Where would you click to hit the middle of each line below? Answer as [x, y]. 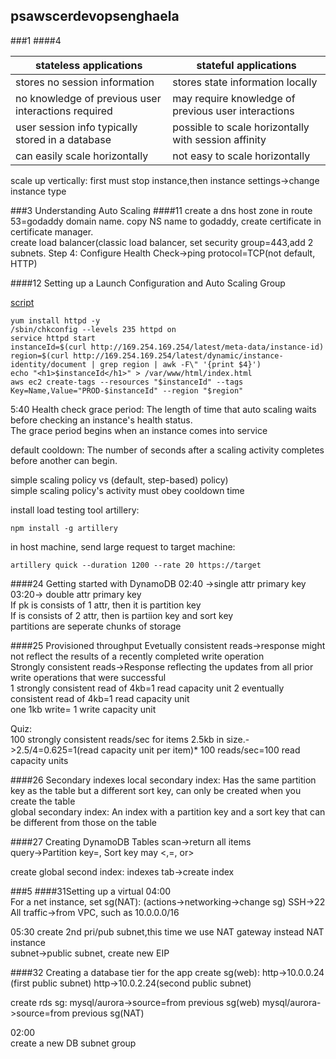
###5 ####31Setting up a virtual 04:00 [91, 891]
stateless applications [88, 65]
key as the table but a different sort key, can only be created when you [156, 790]
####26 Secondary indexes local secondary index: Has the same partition [163, 780]
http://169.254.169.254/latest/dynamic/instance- [178, 355]
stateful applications [246, 65]
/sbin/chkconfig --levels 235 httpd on [93, 329]
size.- [238, 739]
